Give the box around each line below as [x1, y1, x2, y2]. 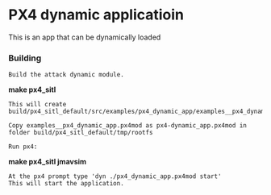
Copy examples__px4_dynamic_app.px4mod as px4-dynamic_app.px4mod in [8, 122, 248, 130]
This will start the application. [8, 180, 125, 188]
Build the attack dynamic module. [8, 71, 125, 79]
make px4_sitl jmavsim [8, 157, 87, 167]
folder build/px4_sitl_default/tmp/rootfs [8, 129, 153, 137]
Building [8, 52, 42, 64]
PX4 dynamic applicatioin [8, 6, 184, 24]
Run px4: [8, 143, 38, 151]
